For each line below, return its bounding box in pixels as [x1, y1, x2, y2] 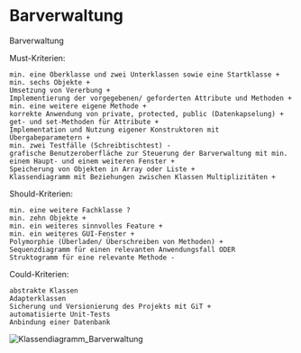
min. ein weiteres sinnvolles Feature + [9, 222, 164, 231]
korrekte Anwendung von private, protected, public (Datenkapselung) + [9, 109, 284, 118]
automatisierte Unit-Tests [9, 310, 111, 319]
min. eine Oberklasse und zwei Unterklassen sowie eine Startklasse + [9, 69, 280, 79]
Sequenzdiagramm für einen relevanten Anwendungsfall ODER [9, 245, 236, 254]
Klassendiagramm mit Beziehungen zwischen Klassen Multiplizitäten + [9, 172, 277, 181]
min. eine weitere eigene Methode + [9, 101, 147, 111]
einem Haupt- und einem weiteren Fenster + [9, 157, 176, 166]
